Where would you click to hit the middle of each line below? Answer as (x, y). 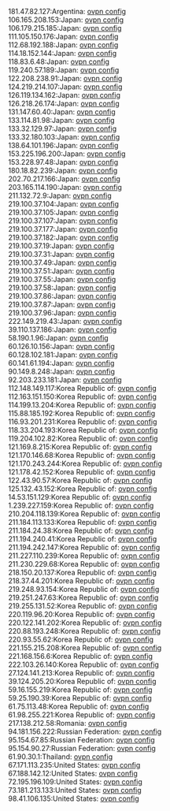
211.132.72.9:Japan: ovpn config (60, 195)
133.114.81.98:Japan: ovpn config (62, 120)
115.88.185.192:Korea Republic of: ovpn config (82, 413)
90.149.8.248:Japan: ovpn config (62, 371)
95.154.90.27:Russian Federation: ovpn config (82, 748)
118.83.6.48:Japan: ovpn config (59, 61)
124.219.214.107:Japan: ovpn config (65, 87)
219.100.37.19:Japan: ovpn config (61, 246)
